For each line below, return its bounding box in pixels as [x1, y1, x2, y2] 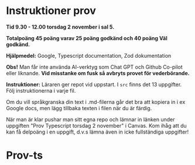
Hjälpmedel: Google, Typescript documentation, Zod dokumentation [6, 52, 172, 59]
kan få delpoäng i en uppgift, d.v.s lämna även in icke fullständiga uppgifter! [6, 128, 189, 135]
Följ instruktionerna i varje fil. [6, 87, 76, 94]
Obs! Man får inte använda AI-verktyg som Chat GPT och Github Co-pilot [6, 63, 183, 71]
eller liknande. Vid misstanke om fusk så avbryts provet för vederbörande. [6, 69, 190, 76]
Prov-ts [6, 149, 43, 162]
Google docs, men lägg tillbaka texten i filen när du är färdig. [6, 104, 152, 111]
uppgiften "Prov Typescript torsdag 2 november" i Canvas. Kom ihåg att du [6, 122, 187, 129]
